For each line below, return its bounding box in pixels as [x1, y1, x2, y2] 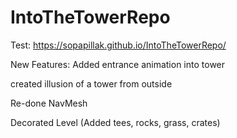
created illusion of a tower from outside [10, 77, 173, 90]
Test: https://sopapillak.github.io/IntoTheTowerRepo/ [10, 39, 227, 51]
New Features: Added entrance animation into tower [10, 58, 226, 70]
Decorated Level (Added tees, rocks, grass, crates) [10, 116, 221, 128]
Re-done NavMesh [10, 97, 88, 109]
